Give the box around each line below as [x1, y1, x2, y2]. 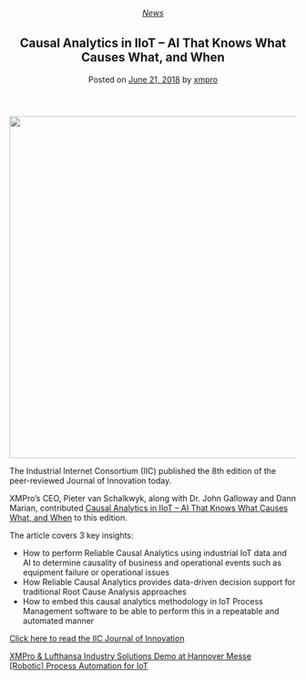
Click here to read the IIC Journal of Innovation [9, 633, 185, 644]
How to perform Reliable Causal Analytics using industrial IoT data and [22, 547, 287, 558]
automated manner [22, 615, 95, 626]
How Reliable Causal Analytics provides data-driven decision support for [22, 576, 296, 587]
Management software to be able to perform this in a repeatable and [22, 605, 280, 616]
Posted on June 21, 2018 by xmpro [87, 74, 219, 85]
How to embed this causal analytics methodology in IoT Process [22, 595, 264, 606]
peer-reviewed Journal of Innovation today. [9, 475, 172, 486]
